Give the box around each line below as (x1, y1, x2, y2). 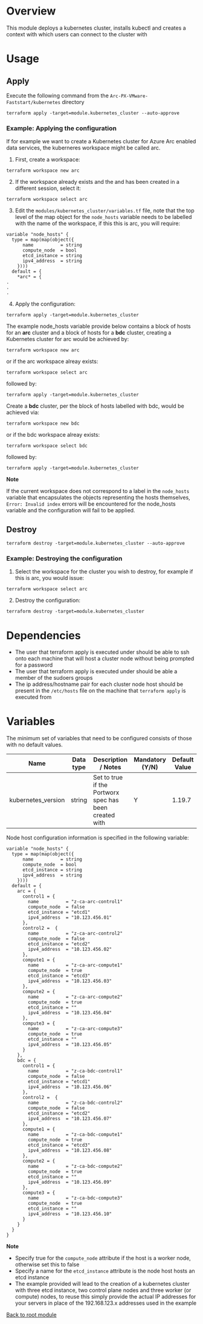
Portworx (92, 788, 120, 797)
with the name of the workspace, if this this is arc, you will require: (14, 220, 180, 227)
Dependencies (6, 628, 81, 642)
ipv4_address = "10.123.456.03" (28, 978, 112, 984)
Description (93, 755, 128, 764)
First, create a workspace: (14, 156, 80, 163)
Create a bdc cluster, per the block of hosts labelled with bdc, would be (6, 402, 184, 409)
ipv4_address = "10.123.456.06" (28, 1084, 112, 1090)
